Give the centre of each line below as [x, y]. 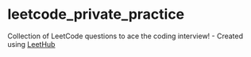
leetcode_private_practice [96, 14]
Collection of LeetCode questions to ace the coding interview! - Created [125, 36]
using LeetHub [31, 44]
